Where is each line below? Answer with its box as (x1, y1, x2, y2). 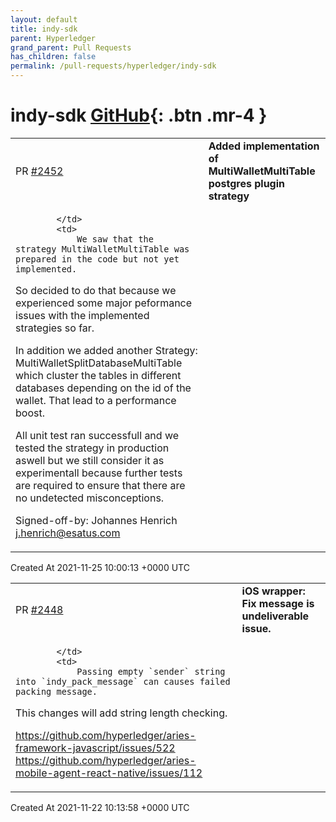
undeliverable (241, 609, 310, 623)
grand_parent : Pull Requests (10, 42, 132, 53)
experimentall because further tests (15, 466, 183, 480)
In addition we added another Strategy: (15, 343, 198, 357)
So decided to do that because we (15, 283, 177, 297)
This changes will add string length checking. (15, 706, 228, 720)
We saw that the (76, 233, 154, 245)
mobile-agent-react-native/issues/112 (15, 766, 203, 780)
